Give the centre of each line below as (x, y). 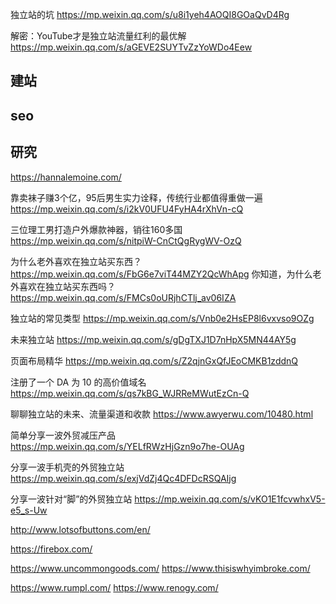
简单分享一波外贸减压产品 (63, 435)
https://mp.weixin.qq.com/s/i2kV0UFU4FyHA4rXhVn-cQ (127, 209)
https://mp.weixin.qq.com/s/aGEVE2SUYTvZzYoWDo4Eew (131, 47)
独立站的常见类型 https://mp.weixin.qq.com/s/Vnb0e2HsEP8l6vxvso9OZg (162, 318)
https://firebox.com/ (51, 549)
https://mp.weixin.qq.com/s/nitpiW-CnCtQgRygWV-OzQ (126, 240)
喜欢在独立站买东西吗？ (67, 286)
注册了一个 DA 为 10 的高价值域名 (78, 382)
